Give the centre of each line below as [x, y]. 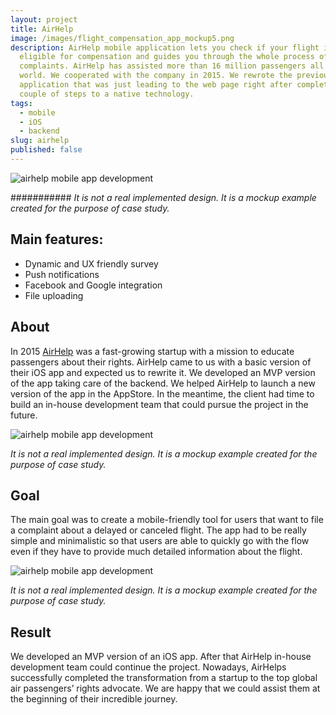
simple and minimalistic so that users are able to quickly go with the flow [160, 541]
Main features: [57, 239]
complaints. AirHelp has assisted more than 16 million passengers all [172, 66]
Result [31, 632]
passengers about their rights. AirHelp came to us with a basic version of [161, 362]
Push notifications [62, 274]
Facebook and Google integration [93, 285]
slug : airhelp [40, 141]
